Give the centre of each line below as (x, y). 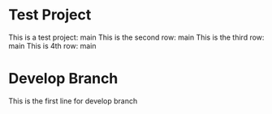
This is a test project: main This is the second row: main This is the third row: (136, 37)
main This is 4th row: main (52, 45)
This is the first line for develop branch (73, 101)
